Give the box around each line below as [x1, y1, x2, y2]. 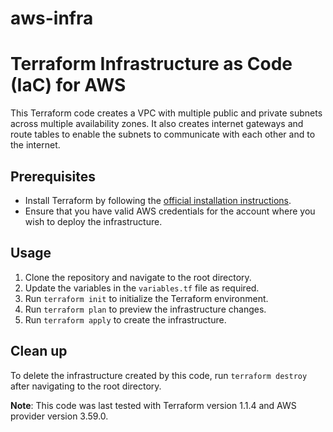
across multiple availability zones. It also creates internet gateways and [10, 118, 304, 130]
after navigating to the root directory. [10, 380, 162, 392]
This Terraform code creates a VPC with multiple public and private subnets [10, 107, 323, 119]
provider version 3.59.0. [10, 410, 109, 422]
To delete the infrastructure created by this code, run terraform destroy [10, 369, 308, 381]
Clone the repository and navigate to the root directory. [24, 271, 252, 283]
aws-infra [10, 7, 94, 30]
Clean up [10, 343, 68, 360]
